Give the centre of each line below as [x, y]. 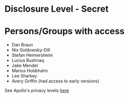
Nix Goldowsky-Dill [31, 50]
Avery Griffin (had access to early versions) [55, 81]
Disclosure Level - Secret [56, 9]
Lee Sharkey [24, 76]
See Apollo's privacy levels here [37, 91]
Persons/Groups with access [65, 31]
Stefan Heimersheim [32, 55]
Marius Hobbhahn [30, 71]
